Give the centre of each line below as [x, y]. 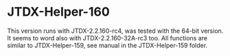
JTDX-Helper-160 [58, 12]
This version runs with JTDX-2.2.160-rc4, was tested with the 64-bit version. [115, 31]
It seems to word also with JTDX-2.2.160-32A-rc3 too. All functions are [107, 38]
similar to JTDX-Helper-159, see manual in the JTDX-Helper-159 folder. [107, 45]
